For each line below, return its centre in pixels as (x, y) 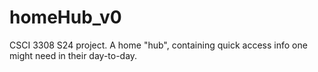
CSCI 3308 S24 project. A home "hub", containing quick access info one (158, 45)
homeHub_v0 (65, 17)
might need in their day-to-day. (73, 55)
